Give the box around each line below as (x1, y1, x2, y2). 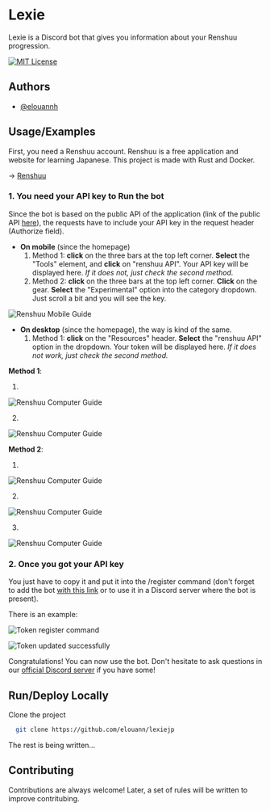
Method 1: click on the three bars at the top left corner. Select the (31, 250, 250, 260)
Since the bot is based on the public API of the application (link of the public (8, 208, 260, 219)
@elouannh (19, 101, 59, 111)
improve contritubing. (8, 793, 80, 803)
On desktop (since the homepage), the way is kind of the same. (19, 325, 232, 334)
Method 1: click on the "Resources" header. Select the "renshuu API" (31, 333, 262, 342)
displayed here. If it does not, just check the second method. (31, 267, 234, 277)
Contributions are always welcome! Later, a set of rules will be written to (8, 785, 248, 795)
